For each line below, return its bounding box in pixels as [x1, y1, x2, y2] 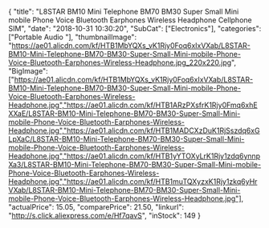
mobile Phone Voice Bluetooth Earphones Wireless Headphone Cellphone [8, 15, 252, 25]
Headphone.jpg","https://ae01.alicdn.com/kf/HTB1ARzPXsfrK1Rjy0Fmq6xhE [8, 100, 259, 110]
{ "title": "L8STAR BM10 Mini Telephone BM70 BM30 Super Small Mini [8, 7, 239, 16]
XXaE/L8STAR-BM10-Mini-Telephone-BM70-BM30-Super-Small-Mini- [8, 109, 241, 118]
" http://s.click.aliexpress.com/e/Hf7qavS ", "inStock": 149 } [8, 211, 201, 220]
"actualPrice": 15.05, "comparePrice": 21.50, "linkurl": [8, 202, 185, 211]
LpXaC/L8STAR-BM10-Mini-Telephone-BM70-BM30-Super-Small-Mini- [8, 134, 245, 143]
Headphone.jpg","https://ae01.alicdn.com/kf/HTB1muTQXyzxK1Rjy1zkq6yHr [8, 177, 258, 186]
